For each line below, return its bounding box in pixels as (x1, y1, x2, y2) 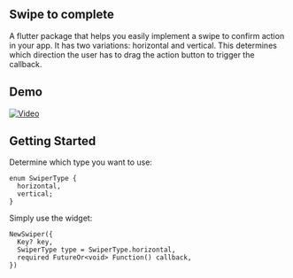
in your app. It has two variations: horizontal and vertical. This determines (9, 40, 277, 50)
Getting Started (9, 134, 96, 149)
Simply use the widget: (9, 212, 93, 224)
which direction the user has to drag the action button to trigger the (9, 49, 255, 60)
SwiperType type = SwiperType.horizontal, (17, 245, 176, 255)
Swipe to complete (9, 7, 115, 22)
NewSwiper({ (9, 230, 53, 239)
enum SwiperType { (9, 174, 77, 183)
